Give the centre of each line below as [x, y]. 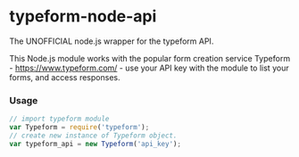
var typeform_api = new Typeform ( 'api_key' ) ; [95, 144]
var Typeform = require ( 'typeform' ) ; [79, 128]
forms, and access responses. [65, 77]
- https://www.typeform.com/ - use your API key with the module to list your [149, 68]
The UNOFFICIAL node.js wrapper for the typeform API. [112, 41]
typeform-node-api [83, 17]
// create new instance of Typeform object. [93, 136]
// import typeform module [59, 119]
